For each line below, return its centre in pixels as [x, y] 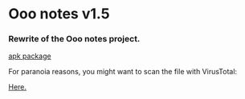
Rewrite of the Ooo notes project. [74, 39]
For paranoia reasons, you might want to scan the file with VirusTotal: [123, 72]
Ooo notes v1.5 [59, 14]
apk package [30, 56]
